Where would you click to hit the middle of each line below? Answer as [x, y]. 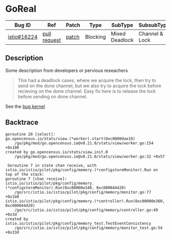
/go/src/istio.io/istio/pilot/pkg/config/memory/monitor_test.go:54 [89, 228]
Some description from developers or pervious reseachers [67, 70]
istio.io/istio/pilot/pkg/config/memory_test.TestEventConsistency [78, 223]
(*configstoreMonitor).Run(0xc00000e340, [50, 188]
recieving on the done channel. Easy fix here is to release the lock [87, 91]
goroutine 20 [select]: [31, 134]
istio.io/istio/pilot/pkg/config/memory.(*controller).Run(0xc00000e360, [85, 201]
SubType [122, 25]
